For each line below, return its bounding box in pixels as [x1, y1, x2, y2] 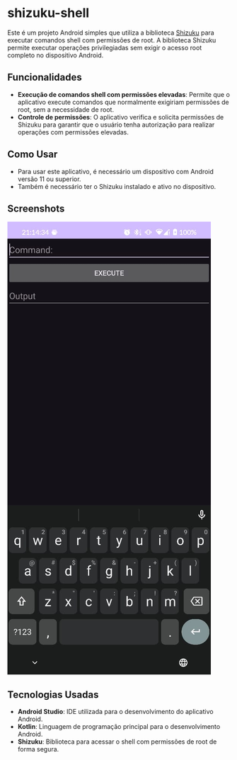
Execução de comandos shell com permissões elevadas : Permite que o [17, 90, 230, 98]
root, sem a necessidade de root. [17, 105, 115, 114]
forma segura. [17, 745, 59, 754]
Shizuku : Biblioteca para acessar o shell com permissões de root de [17, 737, 217, 746]
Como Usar [7, 149, 58, 161]
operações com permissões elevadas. [17, 127, 129, 136]
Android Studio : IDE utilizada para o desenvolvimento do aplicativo [17, 708, 214, 716]
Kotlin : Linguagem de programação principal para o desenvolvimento [17, 722, 221, 731]
